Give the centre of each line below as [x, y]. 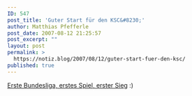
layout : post [26, 46]
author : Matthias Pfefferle [48, 26]
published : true [31, 65]
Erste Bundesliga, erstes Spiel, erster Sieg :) [71, 85]
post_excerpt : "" [32, 40]
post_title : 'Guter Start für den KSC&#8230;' [76, 20]
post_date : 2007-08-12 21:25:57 [54, 33]
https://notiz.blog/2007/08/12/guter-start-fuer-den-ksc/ [100, 59]
